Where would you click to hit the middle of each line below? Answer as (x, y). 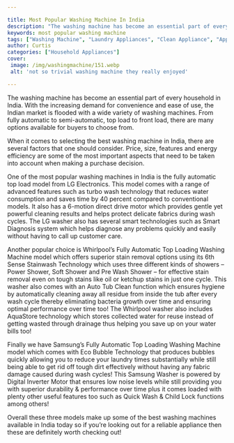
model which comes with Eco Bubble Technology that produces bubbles (111, 352)
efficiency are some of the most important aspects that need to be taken (111, 156)
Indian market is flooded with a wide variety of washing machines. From (110, 112)
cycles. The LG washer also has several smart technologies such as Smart (114, 221)
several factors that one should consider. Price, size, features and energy (112, 148)
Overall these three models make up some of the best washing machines (112, 417)
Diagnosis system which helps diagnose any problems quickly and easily (112, 228)
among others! (28, 404)
